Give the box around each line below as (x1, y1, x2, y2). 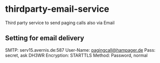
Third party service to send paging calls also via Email (5, 20, 115, 26)
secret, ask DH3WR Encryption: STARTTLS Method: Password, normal (5, 52, 148, 58)
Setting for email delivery (5, 34, 85, 42)
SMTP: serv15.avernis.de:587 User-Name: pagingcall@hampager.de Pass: (5, 47, 156, 53)
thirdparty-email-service (5, 3, 110, 15)
